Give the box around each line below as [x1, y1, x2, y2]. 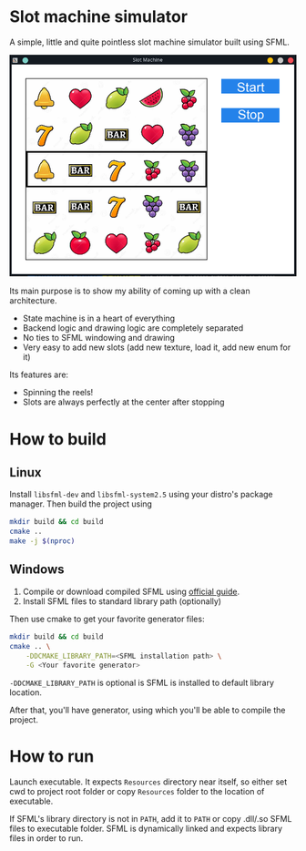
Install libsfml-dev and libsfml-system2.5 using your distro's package [9, 489, 273, 500]
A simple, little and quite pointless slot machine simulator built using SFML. [9, 36, 290, 47]
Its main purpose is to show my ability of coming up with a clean [9, 285, 250, 297]
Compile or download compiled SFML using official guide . [22, 586, 240, 597]
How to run [9, 746, 95, 767]
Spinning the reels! [22, 387, 94, 398]
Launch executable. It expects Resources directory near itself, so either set [9, 776, 288, 787]
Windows [9, 562, 65, 578]
